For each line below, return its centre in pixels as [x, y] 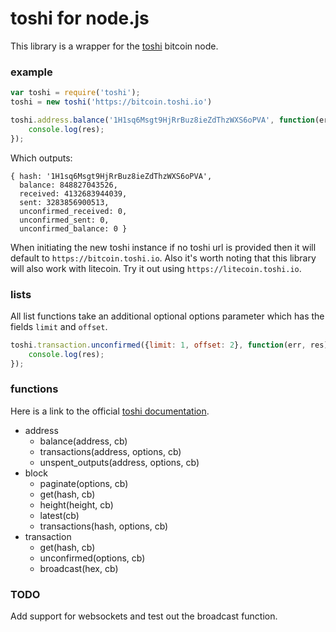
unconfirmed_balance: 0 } [73, 228]
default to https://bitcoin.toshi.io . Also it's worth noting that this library [163, 258]
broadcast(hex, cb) [79, 568]
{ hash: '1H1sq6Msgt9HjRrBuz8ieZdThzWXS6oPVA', [111, 176]
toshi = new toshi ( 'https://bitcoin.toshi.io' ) [111, 102]
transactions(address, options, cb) [110, 451]
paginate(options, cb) [84, 483]
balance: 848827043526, [68, 185]
